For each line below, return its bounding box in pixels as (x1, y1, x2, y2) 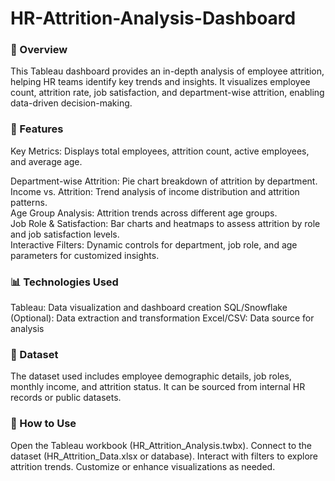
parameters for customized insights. (10, 249, 160, 261)
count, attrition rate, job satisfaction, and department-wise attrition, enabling (10, 87, 325, 99)
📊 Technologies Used (10, 275, 119, 289)
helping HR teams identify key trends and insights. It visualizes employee (10, 76, 311, 88)
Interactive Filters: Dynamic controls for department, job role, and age (10, 238, 298, 251)
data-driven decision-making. (10, 97, 133, 109)
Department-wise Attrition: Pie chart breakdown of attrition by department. (10, 175, 318, 187)
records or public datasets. (10, 392, 122, 404)
